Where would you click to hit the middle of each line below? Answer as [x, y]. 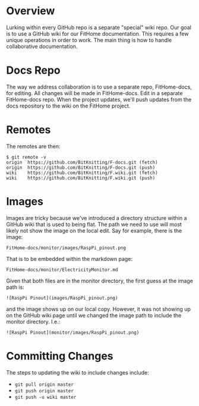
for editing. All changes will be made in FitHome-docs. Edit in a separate [94, 93]
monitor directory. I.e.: [33, 322]
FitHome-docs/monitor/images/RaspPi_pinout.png [66, 248]
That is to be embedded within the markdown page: [69, 259]
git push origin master [44, 391]
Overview [31, 11]
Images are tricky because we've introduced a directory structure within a [97, 218]
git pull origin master [44, 385]
